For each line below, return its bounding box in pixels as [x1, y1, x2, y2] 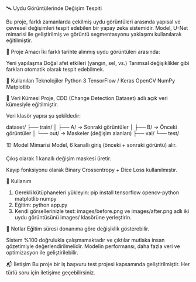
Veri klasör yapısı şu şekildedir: [6, 112, 81, 119]
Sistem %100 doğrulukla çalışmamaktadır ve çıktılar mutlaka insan [6, 236, 165, 243]
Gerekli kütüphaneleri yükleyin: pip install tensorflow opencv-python [14, 189, 180, 196]
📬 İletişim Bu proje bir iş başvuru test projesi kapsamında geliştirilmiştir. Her [6, 261, 190, 267]
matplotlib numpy [14, 195, 57, 202]
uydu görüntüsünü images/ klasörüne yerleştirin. [14, 214, 132, 221]
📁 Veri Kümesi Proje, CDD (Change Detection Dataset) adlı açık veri [6, 95, 168, 101]
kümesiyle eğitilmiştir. [6, 101, 59, 108]
